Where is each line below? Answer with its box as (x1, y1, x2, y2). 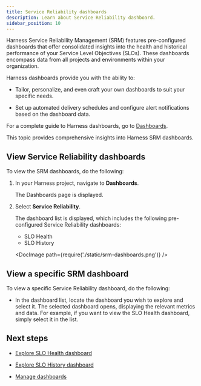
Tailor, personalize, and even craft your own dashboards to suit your (15, 86, 185, 93)
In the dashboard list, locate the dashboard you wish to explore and (15, 296, 183, 304)
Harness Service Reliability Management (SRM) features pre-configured (6, 37, 186, 44)
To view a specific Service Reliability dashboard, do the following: (6, 285, 170, 291)
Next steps (6, 333, 48, 344)
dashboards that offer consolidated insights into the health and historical (6, 43, 188, 50)
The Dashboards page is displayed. (15, 191, 104, 199)
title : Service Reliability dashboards (6, 8, 107, 15)
